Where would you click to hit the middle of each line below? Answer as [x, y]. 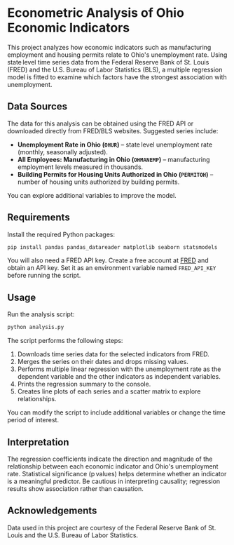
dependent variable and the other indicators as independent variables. [119, 377]
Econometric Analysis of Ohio [96, 13]
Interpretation [38, 442]
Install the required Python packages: [61, 234]
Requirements [39, 218]
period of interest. [33, 420]
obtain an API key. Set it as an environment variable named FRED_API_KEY [112, 268]
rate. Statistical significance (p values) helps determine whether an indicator [117, 473]
